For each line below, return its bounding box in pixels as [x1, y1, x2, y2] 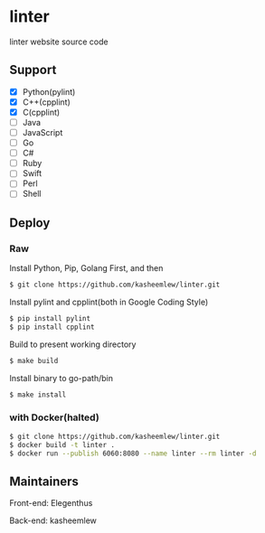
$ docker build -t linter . [9, 440, 116, 449]
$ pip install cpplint [9, 323, 95, 332]
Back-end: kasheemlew [9, 515, 98, 526]
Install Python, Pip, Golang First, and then [9, 263, 164, 274]
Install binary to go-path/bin [9, 372, 113, 383]
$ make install [9, 390, 67, 399]
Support [9, 62, 57, 78]
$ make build [9, 356, 59, 365]
